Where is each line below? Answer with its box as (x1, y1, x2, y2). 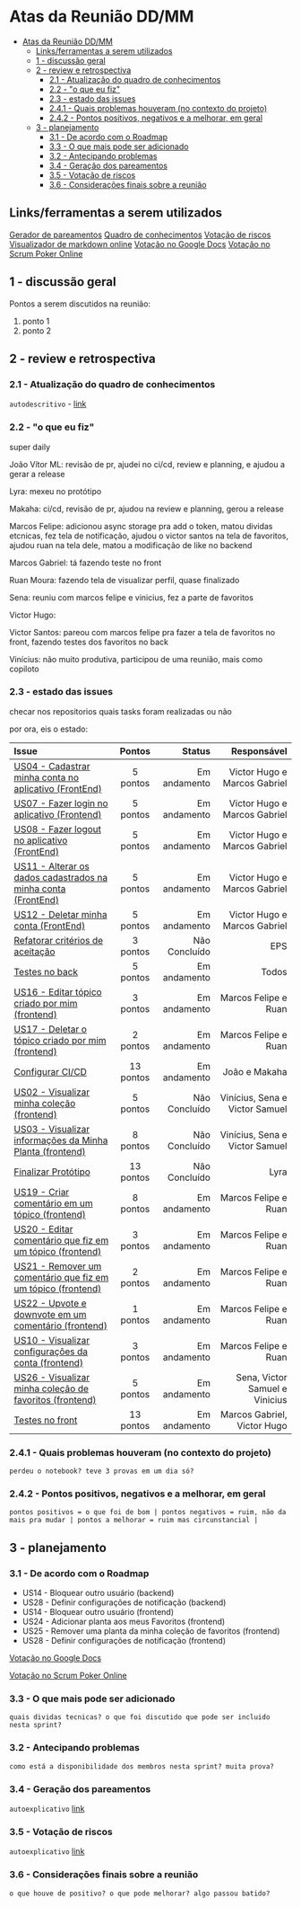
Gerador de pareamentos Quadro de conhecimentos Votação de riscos (9, 229, 271, 240)
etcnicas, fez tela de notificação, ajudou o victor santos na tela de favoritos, (9, 530, 289, 541)
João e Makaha (222, 1065, 288, 1078)
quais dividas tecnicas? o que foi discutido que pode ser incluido (9, 1713, 271, 1722)
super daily (9, 441, 51, 452)
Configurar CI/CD (13, 1065, 88, 1078)
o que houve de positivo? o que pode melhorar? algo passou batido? (9, 1889, 271, 1898)
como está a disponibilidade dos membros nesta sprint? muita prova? (9, 1761, 275, 1771)
